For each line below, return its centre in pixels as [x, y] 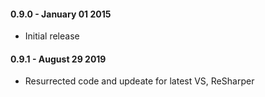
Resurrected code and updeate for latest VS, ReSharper [139, 81]
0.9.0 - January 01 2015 [61, 14]
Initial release [52, 36]
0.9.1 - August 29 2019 [58, 59]
